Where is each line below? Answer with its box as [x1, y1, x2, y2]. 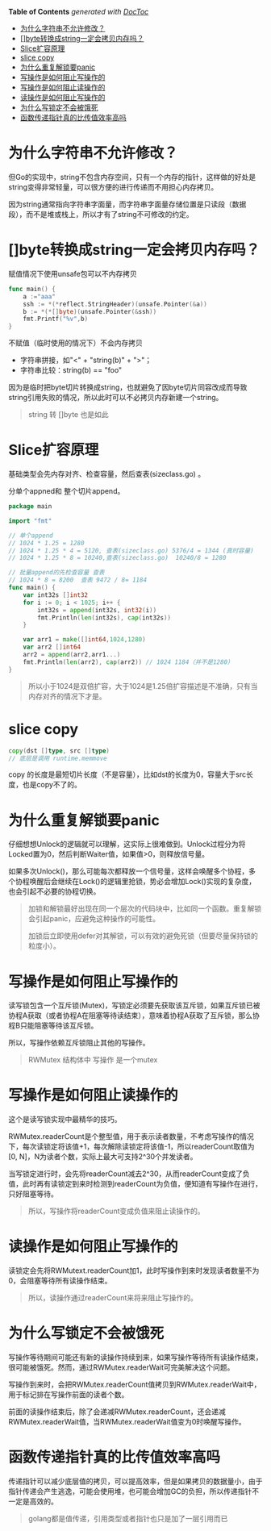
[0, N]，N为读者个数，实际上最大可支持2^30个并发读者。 [8, 1152, 198, 1162]
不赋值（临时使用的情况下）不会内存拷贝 [8, 338, 143, 348]
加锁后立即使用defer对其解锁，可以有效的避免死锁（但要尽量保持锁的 [27, 931, 258, 941]
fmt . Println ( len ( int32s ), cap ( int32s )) [37, 613, 172, 622]
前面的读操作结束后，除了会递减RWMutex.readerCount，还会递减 [8, 1407, 226, 1416]
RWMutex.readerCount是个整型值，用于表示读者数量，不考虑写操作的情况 [8, 1132, 254, 1141]
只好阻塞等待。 [8, 1189, 58, 1199]
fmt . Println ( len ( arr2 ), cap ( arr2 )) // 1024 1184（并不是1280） [23, 657, 234, 666]
